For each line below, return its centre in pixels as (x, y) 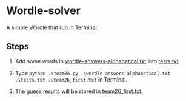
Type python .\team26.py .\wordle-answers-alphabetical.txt (93, 73)
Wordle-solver (43, 11)
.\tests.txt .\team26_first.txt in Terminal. (71, 79)
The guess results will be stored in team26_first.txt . (79, 91)
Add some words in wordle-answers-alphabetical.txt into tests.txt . (98, 61)
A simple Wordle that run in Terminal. (52, 27)
